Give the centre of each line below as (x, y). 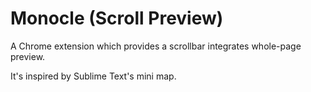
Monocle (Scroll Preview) (117, 18)
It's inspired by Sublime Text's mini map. (93, 76)
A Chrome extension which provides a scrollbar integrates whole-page (156, 46)
